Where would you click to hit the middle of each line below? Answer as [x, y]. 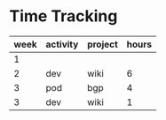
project [103, 44]
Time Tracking [63, 16]
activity [62, 44]
